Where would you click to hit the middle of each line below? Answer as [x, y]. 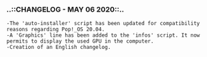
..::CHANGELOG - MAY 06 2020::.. [65, 9]
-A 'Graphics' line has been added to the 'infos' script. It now [103, 35]
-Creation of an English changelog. [59, 47]
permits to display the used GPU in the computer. [80, 41]
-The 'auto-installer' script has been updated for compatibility [103, 24]
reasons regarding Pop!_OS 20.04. [56, 30]
